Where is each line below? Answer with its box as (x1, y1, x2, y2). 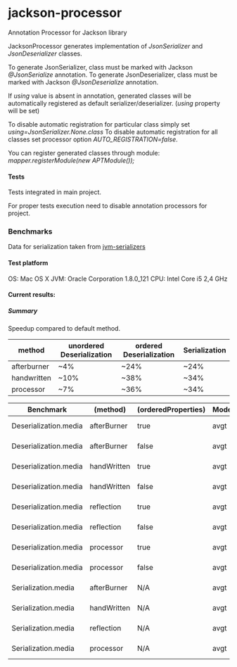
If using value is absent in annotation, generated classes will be (8, 91, 192, 100)
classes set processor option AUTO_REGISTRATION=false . (8, 135, 178, 144)
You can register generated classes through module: (8, 148, 160, 157)
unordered (68, 341, 105, 351)
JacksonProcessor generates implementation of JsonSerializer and (8, 42, 203, 50)
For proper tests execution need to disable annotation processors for (8, 202, 207, 210)
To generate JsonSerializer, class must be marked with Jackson (8, 63, 193, 71)
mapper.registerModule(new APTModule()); (8, 156, 135, 165)
